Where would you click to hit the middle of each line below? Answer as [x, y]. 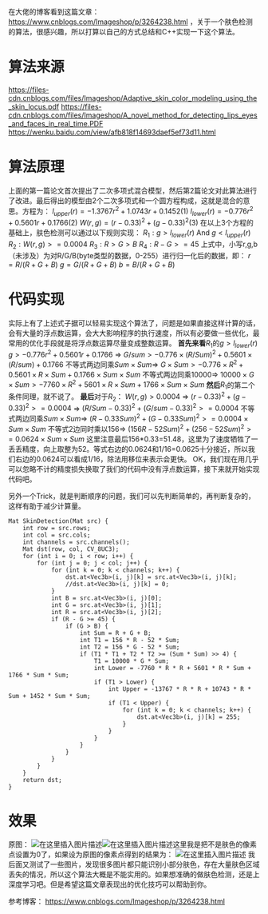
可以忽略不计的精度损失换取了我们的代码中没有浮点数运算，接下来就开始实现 [134, 469]
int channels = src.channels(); [76, 542]
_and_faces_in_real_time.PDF [56, 123]
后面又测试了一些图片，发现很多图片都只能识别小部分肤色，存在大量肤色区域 [134, 864]
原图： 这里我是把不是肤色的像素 [132, 844]
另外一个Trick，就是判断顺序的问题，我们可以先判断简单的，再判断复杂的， [132, 496]
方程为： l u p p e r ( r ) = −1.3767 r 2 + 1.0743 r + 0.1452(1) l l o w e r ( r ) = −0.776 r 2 [138, 211]
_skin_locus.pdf [34, 106]
